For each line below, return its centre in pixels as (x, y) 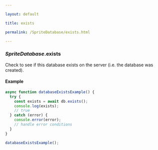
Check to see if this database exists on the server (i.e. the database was (79, 65)
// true (22, 111)
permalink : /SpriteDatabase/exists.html (48, 32)
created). (14, 70)
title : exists (20, 23)
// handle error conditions (43, 125)
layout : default (22, 14)
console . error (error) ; (38, 120)
